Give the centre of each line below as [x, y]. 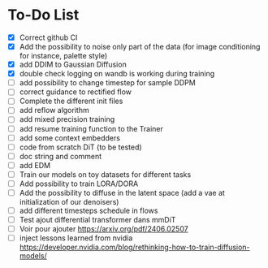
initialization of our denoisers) [69, 202]
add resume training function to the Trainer [91, 128]
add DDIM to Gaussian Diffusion [73, 65]
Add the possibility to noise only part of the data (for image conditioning [140, 47]
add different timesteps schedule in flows [89, 210]
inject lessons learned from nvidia [76, 238]
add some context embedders [70, 138]
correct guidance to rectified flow [75, 92]
